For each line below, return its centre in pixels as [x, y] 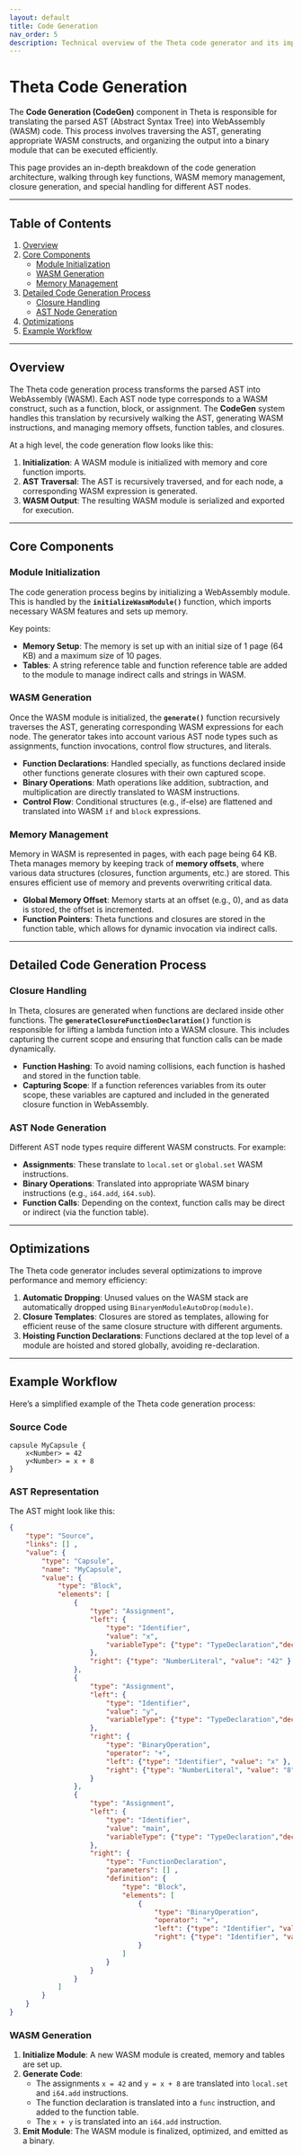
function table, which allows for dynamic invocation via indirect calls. [150, 929]
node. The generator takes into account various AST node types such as [144, 736]
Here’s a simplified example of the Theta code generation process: [133, 1404]
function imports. [54, 472]
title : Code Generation [54, 26]
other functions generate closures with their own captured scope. [144, 773]
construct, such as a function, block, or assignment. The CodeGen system [147, 408]
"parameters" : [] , [142, 1870]
